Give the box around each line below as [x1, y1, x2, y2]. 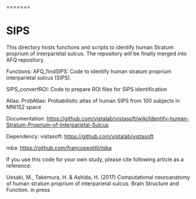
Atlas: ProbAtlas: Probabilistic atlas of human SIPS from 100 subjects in [6, 97, 180, 104]
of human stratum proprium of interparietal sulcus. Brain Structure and [6, 179, 179, 187]
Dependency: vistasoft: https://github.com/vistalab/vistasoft [6, 132, 154, 140]
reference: [6, 162, 32, 169]
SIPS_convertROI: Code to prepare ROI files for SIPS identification [6, 86, 167, 93]
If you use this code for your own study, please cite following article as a [6, 156, 184, 163]
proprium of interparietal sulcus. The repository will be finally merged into [6, 50, 187, 57]
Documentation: [6, 115, 46, 122]
